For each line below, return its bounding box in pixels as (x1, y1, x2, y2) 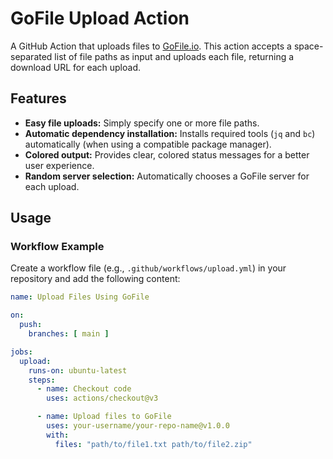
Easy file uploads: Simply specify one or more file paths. (24, 117, 260, 129)
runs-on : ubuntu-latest (28, 365, 128, 376)
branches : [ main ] (28, 329, 110, 339)
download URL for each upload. (10, 61, 142, 73)
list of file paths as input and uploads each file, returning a (54, 50, 295, 62)
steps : (28, 375, 56, 385)
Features (10, 90, 67, 107)
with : (46, 430, 70, 440)
